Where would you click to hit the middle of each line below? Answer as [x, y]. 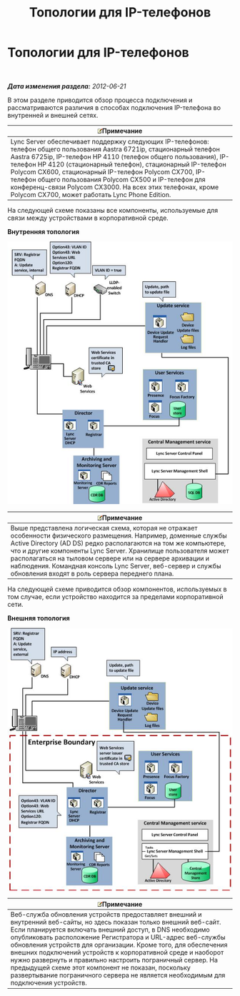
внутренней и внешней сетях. [53, 115]
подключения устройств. [49, 983]
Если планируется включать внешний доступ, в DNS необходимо [110, 930]
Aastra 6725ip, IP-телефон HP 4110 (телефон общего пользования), [114, 156]
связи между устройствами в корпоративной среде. [88, 218]
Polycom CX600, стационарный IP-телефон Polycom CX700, [102, 171]
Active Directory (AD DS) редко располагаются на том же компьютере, [118, 543]
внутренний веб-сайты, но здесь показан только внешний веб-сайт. [116, 922]
